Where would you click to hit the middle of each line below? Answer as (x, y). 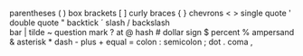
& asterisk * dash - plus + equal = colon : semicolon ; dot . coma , (131, 42)
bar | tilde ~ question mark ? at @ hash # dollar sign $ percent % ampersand (152, 32)
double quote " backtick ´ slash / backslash (90, 23)
